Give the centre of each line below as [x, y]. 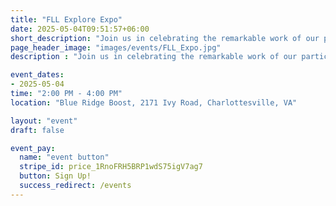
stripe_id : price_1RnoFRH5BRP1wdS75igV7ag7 [111, 167]
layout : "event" [44, 121]
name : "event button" [64, 157]
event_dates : [37, 75]
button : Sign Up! [55, 176]
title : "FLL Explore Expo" [66, 19]
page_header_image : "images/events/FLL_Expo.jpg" [116, 47]
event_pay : [33, 148]
